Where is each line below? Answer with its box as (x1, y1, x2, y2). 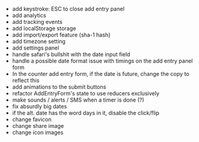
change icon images (12, 129, 64, 136)
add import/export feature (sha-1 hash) (12, 31, 111, 39)
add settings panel (12, 44, 59, 51)
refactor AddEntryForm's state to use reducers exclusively (12, 90, 160, 97)
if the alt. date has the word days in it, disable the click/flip (12, 110, 160, 116)
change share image (12, 122, 64, 129)
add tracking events (12, 18, 63, 25)
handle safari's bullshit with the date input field (12, 51, 130, 58)
